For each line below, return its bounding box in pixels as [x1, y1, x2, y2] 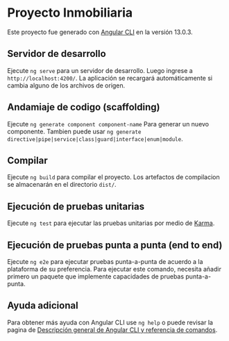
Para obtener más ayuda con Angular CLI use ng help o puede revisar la [7, 318, 214, 326]
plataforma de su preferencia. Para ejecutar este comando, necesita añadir [7, 265, 222, 273]
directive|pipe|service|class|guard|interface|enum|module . [7, 134, 183, 143]
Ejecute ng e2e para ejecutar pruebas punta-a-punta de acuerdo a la [7, 258, 203, 265]
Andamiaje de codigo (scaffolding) [7, 101, 160, 113]
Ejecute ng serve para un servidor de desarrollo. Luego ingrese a [7, 66, 193, 74]
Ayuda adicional [7, 300, 78, 312]
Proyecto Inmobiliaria [7, 5, 133, 21]
